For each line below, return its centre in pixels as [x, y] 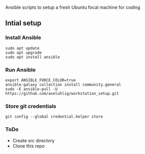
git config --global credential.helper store [54, 117]
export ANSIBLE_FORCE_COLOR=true [41, 80]
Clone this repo [28, 146]
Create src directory [33, 140]
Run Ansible [21, 69]
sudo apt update [22, 48]
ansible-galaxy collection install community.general [63, 85]
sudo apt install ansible [32, 57]
